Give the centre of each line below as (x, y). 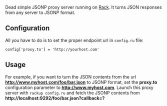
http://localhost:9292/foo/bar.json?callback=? (55, 98)
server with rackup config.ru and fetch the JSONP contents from (72, 92)
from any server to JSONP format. (40, 12)
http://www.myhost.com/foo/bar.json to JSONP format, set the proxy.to (81, 82)
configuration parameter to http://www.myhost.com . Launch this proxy (79, 87)
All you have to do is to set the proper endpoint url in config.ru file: (74, 40)
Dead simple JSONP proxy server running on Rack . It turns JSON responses (83, 7)
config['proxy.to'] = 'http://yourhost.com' (52, 49)
